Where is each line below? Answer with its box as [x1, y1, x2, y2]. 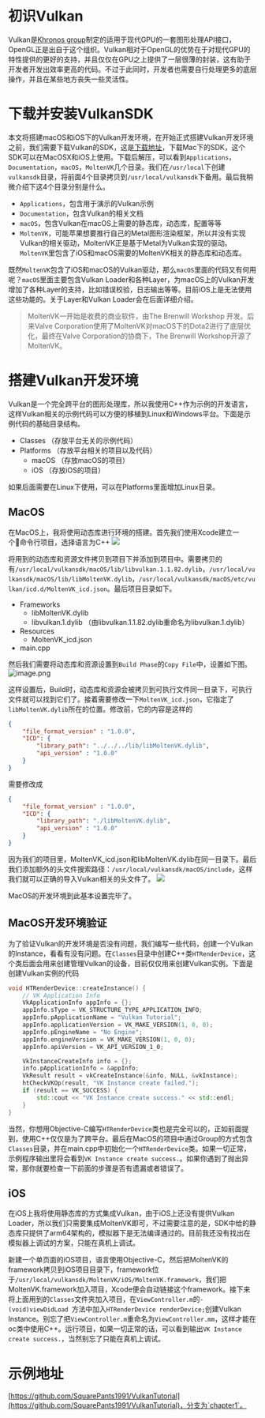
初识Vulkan [8, 7, 84, 25]
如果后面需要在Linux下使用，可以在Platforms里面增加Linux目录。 [8, 482, 219, 491]
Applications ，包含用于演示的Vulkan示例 [19, 198, 154, 208]
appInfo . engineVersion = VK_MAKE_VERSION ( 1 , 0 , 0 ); [22, 1036, 196, 1044]
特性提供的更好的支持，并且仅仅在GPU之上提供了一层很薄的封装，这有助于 [8, 55, 251, 64]
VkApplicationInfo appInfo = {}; [22, 999, 132, 1007]
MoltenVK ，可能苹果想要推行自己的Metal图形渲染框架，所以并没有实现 [19, 228, 246, 238]
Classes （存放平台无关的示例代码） [19, 435, 138, 445]
